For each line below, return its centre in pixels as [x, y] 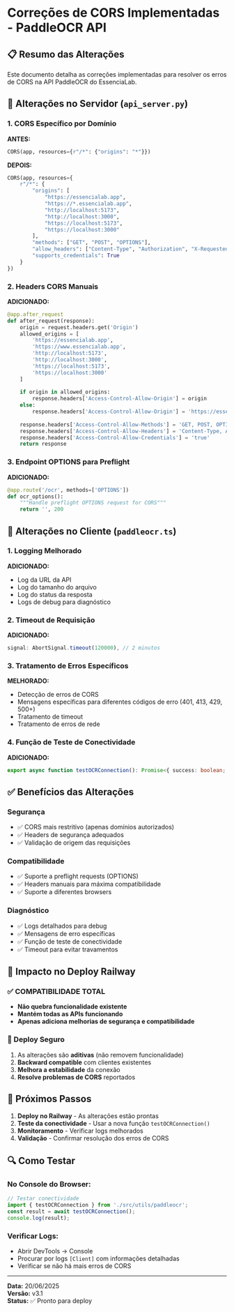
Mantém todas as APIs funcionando [70, 1014]
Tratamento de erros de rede [58, 724]
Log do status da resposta [55, 594]
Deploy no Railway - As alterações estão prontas [88, 1116]
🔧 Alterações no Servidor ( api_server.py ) [97, 104]
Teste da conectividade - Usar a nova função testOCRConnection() [114, 1123]
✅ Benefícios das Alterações [71, 792]
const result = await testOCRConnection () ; [71, 1212]
